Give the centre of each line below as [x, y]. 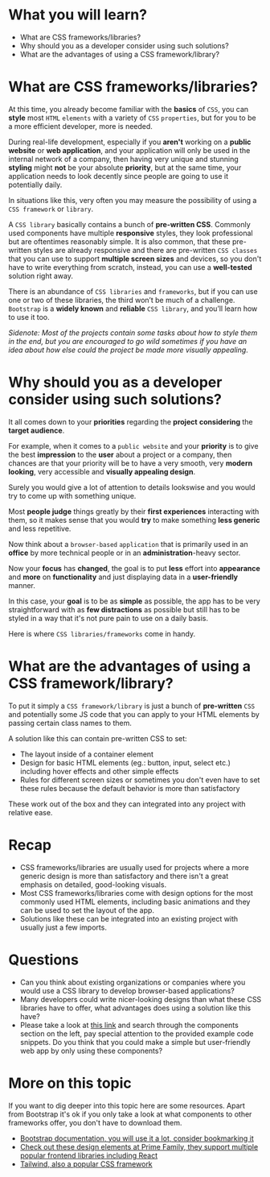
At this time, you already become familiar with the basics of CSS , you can [129, 109]
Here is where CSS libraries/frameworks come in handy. [102, 633]
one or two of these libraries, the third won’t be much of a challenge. [122, 300]
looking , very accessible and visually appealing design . [102, 471]
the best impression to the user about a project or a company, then [120, 454]
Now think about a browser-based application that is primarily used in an [128, 544]
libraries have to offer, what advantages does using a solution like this [135, 1008]
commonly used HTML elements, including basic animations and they [135, 901]
